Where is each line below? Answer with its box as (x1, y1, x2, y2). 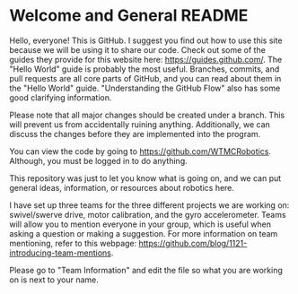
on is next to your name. (9, 274, 99, 285)
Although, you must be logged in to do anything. (9, 155, 188, 166)
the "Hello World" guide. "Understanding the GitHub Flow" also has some (9, 82, 281, 93)
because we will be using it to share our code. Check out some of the (9, 44, 267, 55)
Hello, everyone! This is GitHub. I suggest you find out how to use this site (9, 35, 283, 46)
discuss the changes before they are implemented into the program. (9, 128, 261, 139)
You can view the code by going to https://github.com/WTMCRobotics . (9, 145, 272, 157)
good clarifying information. (9, 91, 112, 103)
